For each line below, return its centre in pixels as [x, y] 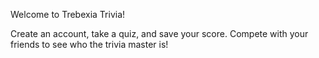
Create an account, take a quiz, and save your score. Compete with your [159, 33]
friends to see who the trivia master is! [89, 44]
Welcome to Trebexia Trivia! [68, 14]
